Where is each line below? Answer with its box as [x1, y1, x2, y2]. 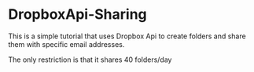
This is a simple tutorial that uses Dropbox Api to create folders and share [8, 31, 246, 41]
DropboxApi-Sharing [8, 5, 147, 23]
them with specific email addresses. [8, 39, 125, 49]
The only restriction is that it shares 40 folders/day [8, 55, 172, 64]
